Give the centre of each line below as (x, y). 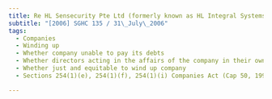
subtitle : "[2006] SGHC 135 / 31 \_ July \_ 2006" (88, 23)
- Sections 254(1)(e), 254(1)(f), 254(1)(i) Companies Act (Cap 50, (134, 76)
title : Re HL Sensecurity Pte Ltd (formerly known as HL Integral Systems (137, 16)
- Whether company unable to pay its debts (90, 53)
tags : (17, 31)
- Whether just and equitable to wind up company (101, 68)
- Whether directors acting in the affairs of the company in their (134, 61)
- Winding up (38, 46)
